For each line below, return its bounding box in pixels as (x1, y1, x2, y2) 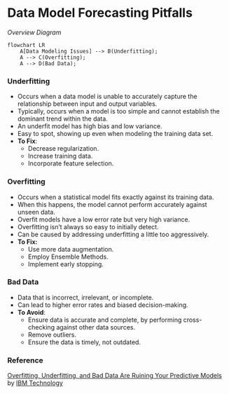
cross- (183, 315, 202, 324)
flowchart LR (7, 41, 46, 48)
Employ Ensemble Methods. (27, 252, 109, 261)
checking (27, 322, 55, 331)
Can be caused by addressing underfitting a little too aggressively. (17, 230, 209, 238)
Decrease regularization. (27, 144, 99, 153)
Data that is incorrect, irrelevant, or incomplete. (17, 293, 154, 301)
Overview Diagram (7, 28, 62, 36)
